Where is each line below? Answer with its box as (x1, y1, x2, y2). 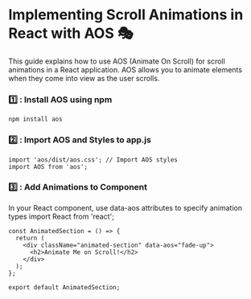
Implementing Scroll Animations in (8, 6, 244, 24)
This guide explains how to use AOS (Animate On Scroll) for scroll (8, 56, 225, 66)
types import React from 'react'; (8, 211, 115, 221)
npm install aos (8, 115, 63, 124)
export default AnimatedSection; (8, 283, 121, 291)
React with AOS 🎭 (8, 24, 134, 43)
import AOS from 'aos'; (8, 162, 88, 170)
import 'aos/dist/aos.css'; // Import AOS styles (8, 155, 179, 164)
